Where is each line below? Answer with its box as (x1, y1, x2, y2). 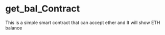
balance (5, 24, 22, 30)
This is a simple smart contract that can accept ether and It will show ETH (5, 19, 160, 25)
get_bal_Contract (5, 3, 80, 14)
